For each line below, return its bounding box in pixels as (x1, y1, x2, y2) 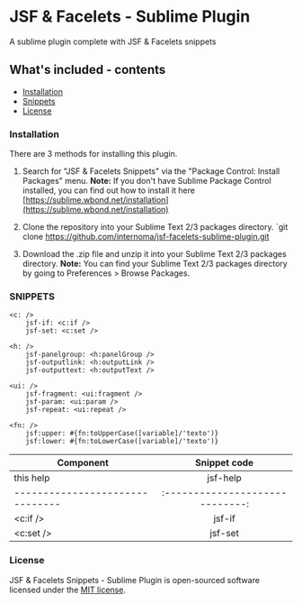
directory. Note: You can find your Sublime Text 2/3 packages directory (22, 259, 288, 270)
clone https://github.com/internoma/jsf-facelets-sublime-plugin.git (22, 232, 270, 242)
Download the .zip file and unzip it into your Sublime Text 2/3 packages (22, 249, 288, 260)
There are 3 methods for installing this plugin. (9, 149, 178, 160)
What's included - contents (9, 62, 166, 78)
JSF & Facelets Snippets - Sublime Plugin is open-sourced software (9, 574, 261, 585)
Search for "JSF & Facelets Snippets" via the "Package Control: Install (22, 166, 280, 177)
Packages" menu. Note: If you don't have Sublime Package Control (22, 176, 271, 187)
